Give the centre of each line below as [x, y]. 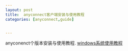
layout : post [19, 10]
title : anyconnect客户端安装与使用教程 [45, 15]
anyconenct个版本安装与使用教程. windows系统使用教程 [64, 43]
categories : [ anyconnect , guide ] [40, 19]
